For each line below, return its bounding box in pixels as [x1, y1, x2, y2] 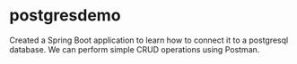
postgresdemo [9, 5, 121, 26]
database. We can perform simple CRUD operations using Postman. [9, 44, 260, 54]
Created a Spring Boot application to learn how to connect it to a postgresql [9, 35, 289, 45]
